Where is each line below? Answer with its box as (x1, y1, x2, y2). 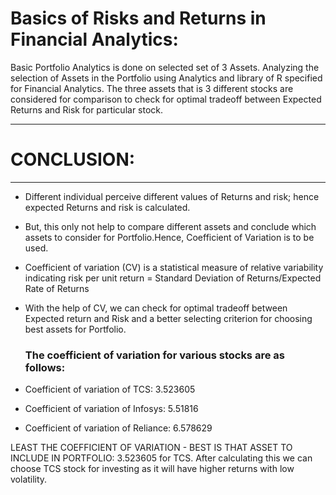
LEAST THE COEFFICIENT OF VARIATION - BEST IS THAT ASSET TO (10, 442, 293, 454)
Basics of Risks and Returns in (10, 7, 267, 30)
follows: (24, 360, 66, 374)
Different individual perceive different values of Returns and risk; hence (24, 190, 320, 202)
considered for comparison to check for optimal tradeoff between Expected (10, 93, 322, 105)
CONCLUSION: (10, 148, 136, 171)
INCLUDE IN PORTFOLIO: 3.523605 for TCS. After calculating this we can (10, 452, 313, 464)
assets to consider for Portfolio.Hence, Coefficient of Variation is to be (24, 231, 315, 243)
